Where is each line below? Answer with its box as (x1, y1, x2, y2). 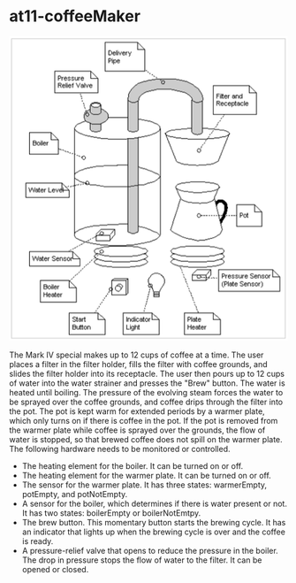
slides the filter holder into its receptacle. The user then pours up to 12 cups (9, 368, 285, 379)
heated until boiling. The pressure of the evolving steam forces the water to (9, 387, 284, 397)
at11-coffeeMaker (9, 6, 141, 27)
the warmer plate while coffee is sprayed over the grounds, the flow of (9, 425, 266, 435)
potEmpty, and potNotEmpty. (21, 488, 128, 499)
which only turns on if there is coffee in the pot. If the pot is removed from (9, 415, 278, 426)
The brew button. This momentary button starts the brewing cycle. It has (21, 517, 286, 527)
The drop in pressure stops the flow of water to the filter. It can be (21, 555, 262, 565)
